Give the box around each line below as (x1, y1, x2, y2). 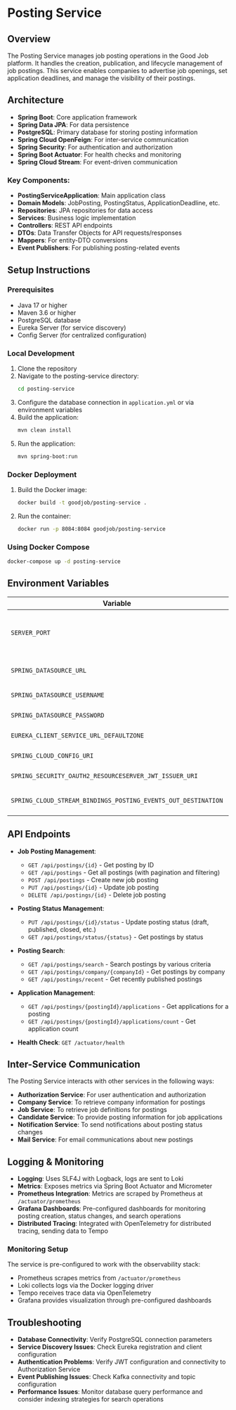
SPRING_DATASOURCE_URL (11, 666, 86, 674)
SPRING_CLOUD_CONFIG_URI (11, 751, 94, 760)
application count (27, 1024, 79, 1033)
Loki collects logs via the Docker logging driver (17, 1281, 154, 1290)
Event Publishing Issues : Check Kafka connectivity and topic (17, 1373, 196, 1381)
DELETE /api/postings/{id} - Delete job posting (27, 891, 166, 899)
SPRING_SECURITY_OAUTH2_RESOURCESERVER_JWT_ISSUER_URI (11, 772, 198, 780)
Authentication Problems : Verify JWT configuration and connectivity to (17, 1358, 226, 1366)
